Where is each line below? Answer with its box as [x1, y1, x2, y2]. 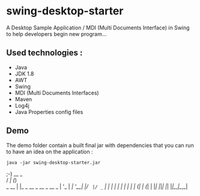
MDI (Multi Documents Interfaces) [14, 89, 99, 97]
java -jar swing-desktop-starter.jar [6, 159, 101, 165]
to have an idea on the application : [6, 148, 93, 155]
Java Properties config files [14, 108, 83, 115]
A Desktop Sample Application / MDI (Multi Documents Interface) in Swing [6, 24, 190, 31]
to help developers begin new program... [6, 30, 107, 37]
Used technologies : [6, 48, 83, 58]
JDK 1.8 [14, 70, 34, 77]
